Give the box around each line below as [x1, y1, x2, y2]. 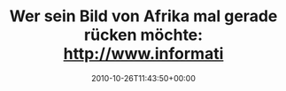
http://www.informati [63, 44, 224, 64]
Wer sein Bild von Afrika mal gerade [9, 6, 278, 27]
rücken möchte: [83, 25, 204, 45]
